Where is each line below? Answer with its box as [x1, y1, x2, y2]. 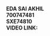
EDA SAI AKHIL [6, 5, 45, 12]
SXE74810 [6, 18, 33, 25]
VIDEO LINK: [6, 24, 38, 31]
